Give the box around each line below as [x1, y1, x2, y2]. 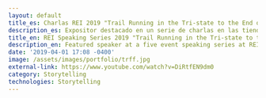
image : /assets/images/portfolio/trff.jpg [8, 56, 150, 64]
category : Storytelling [8, 70, 87, 78]
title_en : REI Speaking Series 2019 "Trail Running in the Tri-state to [8, 33, 253, 42]
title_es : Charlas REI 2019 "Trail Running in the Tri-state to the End [8, 19, 253, 27]
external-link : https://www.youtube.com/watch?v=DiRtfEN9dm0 [8, 63, 215, 71]
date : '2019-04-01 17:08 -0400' [8, 48, 115, 56]
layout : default [8, 11, 62, 20]
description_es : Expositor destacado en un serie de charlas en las [8, 26, 239, 34]
